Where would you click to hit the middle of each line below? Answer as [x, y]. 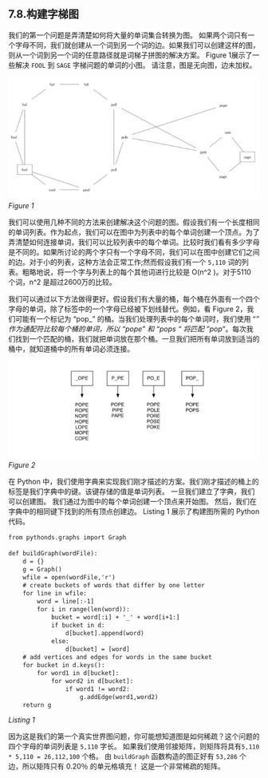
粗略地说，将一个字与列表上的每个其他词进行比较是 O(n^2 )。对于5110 [136, 272]
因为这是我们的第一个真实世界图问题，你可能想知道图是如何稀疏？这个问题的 [134, 737]
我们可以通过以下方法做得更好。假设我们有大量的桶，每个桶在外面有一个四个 [134, 298]
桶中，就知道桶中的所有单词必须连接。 [71, 349]
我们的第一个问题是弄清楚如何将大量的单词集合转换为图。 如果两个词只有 [128, 35]
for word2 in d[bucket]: [92, 681]
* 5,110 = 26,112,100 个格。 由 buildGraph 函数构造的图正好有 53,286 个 [128, 756]
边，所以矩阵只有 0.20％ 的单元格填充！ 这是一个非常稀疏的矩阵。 [116, 766]
